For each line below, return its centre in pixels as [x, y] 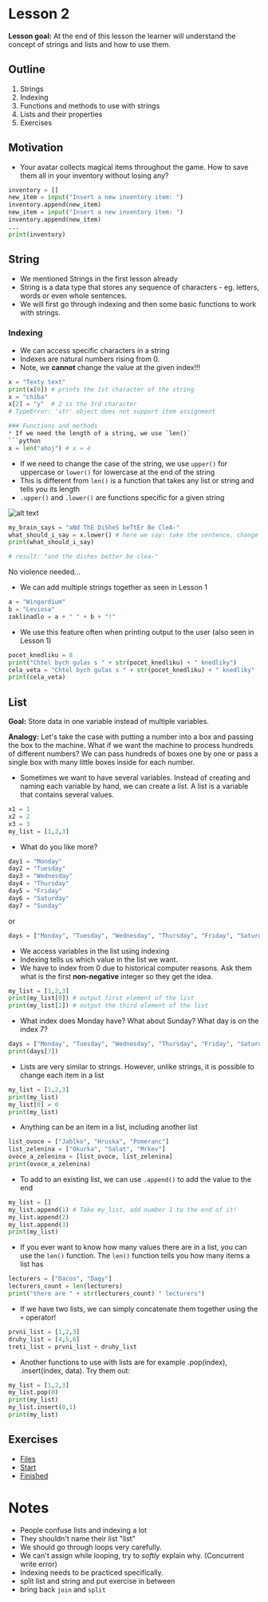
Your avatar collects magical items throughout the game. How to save [134, 167]
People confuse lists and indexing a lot [83, 1530]
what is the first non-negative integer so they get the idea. [116, 976]
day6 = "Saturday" [39, 898]
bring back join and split [63, 1589]
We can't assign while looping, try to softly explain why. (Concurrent [132, 1555]
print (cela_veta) [37, 677]
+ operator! [38, 1317]
